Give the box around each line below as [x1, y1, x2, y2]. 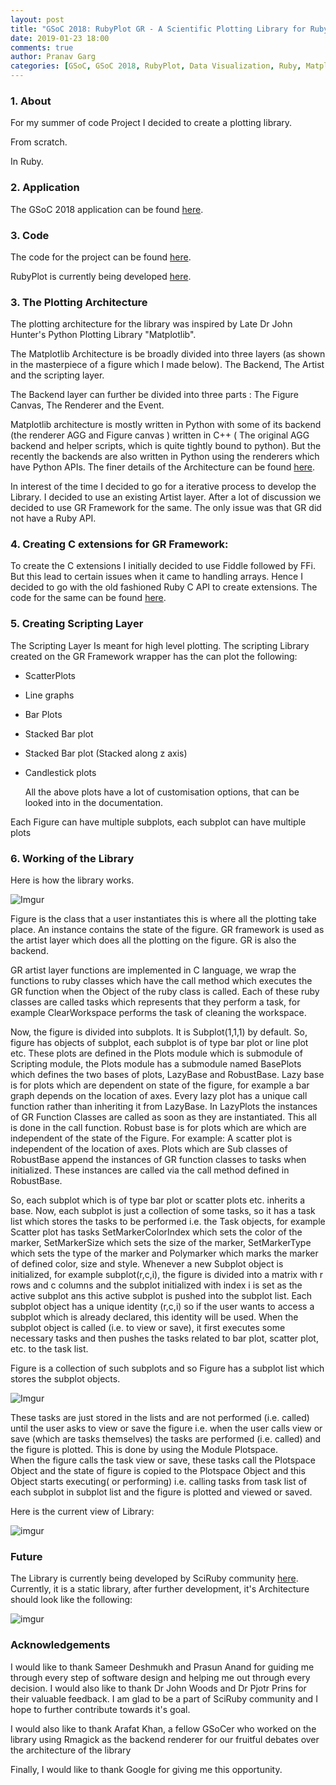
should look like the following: [10, 1594, 133, 1606]
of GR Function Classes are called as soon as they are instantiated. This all [10, 1111, 317, 1123]
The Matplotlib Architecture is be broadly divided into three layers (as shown [10, 348, 326, 360]
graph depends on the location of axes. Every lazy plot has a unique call [10, 1090, 308, 1102]
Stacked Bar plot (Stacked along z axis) [24, 747, 188, 759]
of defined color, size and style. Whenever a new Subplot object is [10, 1258, 284, 1270]
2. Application [10, 181, 80, 195]
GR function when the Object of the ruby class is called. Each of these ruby [10, 986, 320, 998]
